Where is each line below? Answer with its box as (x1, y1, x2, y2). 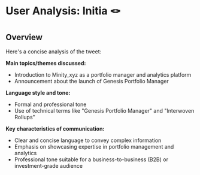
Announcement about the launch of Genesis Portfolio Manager (14, 78, 169, 85)
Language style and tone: (5, 89, 71, 96)
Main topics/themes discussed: (5, 60, 86, 67)
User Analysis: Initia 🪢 (5, 4, 121, 18)
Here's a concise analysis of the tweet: (5, 48, 102, 55)
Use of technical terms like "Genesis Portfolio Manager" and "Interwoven (14, 107, 195, 114)
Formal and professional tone (14, 101, 87, 108)
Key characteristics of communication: (5, 125, 105, 132)
